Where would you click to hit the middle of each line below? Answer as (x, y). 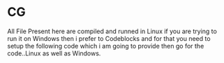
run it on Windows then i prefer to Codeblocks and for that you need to (109, 38)
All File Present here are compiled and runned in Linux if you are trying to (112, 31)
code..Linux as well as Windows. (54, 53)
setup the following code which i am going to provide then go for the (106, 46)
